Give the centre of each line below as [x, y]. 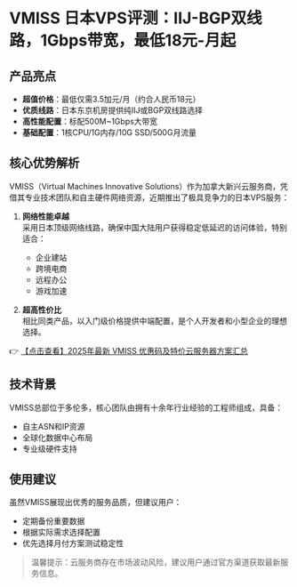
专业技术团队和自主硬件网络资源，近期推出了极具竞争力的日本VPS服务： [157, 197]
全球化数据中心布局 [57, 438]
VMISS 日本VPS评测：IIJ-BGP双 [128, 18]
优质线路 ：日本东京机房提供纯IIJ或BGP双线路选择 [112, 110]
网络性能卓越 [45, 216]
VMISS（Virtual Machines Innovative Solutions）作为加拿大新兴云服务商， [145, 186]
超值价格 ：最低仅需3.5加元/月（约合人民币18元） [111, 99]
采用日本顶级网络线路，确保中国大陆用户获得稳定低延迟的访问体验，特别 [154, 227]
